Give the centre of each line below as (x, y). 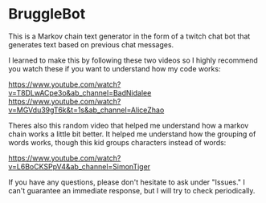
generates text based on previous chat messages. (91, 44)
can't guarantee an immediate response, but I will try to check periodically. (132, 190)
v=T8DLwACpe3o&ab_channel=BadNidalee (80, 92)
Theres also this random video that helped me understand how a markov (129, 125)
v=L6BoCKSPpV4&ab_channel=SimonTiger (80, 166)
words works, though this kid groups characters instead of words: (117, 142)
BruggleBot (47, 14)
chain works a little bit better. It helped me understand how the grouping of (132, 134)
